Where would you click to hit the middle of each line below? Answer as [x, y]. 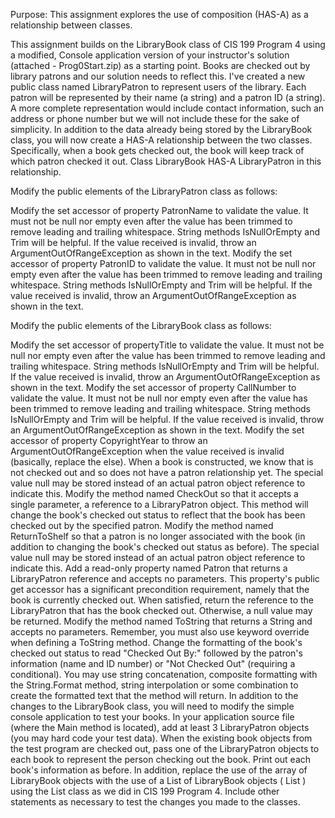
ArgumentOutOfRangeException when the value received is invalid [147, 451]
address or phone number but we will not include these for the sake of [155, 118]
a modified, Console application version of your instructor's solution [150, 55]
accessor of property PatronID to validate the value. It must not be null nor [163, 263]
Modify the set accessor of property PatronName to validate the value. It [159, 210]
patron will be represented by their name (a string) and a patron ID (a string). [168, 97]
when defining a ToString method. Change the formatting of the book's [156, 642]
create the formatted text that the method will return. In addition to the [154, 695]
